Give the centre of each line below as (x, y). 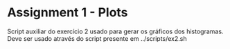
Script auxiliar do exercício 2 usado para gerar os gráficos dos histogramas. (115, 31)
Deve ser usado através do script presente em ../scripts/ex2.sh (97, 38)
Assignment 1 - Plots (68, 13)
